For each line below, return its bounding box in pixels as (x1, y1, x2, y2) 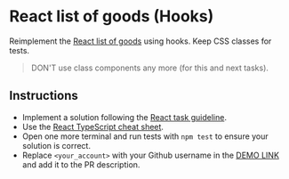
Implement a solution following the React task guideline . (21, 111, 227, 122)
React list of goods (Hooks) (9, 6, 214, 27)
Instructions (9, 88, 78, 103)
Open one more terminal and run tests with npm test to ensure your (21, 131, 269, 142)
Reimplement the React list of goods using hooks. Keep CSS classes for (9, 36, 272, 46)
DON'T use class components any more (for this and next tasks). (30, 62, 269, 73)
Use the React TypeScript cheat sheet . (21, 121, 165, 132)
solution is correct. (21, 140, 92, 151)
